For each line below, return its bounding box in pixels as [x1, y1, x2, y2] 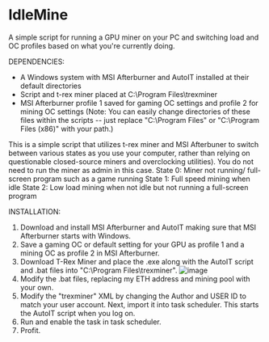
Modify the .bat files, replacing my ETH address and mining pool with [19, 273, 250, 284]
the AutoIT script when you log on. [19, 308, 136, 318]
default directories [19, 81, 82, 91]
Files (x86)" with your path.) [19, 124, 114, 133]
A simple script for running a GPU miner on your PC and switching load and [8, 32, 259, 42]
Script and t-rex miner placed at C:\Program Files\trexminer [19, 89, 218, 99]
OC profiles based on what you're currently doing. [8, 40, 175, 50]
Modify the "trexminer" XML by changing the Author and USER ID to [19, 291, 246, 301]
